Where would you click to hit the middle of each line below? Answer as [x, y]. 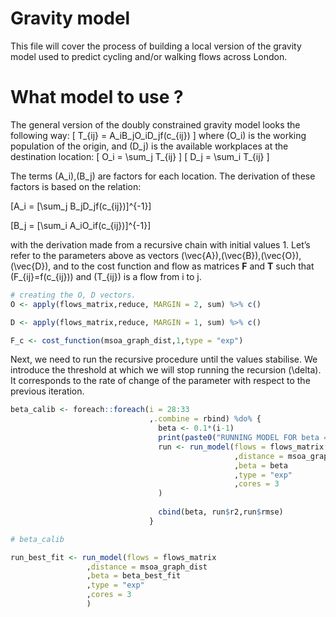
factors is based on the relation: [76, 186]
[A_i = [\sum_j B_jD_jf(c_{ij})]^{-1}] [81, 206]
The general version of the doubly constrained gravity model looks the [155, 124]
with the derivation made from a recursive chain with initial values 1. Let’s [160, 244]
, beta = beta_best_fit [134, 576]
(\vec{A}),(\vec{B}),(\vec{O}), [241, 255]
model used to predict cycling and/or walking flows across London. [149, 56]
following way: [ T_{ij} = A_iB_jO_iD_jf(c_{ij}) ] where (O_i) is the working [158, 135]
